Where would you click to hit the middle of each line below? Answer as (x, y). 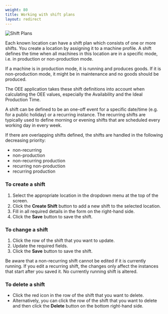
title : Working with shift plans (40, 15)
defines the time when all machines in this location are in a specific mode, (81, 54)
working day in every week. (34, 125)
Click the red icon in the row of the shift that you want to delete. (78, 295)
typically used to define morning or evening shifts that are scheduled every (83, 120)
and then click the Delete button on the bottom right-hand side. (78, 306)
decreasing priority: (26, 140)
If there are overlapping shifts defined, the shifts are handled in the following (84, 135)
